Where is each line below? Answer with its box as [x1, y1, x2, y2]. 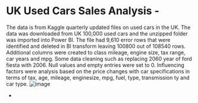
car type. [6, 80, 28, 87]
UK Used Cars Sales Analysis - [6, 4, 160, 18]
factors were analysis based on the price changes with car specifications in [6, 67, 190, 75]
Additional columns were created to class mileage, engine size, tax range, [6, 49, 186, 56]
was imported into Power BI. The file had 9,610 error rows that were [6, 36, 171, 43]
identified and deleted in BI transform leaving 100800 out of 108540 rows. [6, 43, 186, 50]
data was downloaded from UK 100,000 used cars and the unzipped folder [6, 30, 188, 37]
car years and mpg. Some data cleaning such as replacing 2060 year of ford [6, 55, 192, 62]
